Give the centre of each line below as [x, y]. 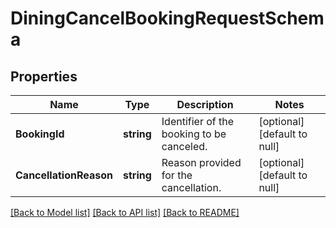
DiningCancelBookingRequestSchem [167, 18]
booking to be [194, 134]
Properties [44, 76]
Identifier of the [198, 121]
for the [177, 175]
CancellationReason [64, 175]
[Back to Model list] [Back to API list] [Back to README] [125, 212]
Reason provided [201, 162]
